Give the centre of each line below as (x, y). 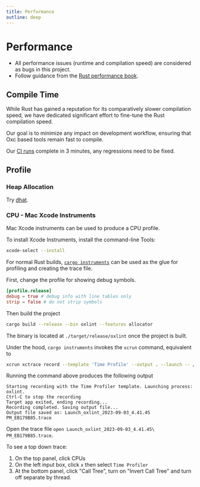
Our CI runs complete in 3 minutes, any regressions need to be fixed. (91, 151)
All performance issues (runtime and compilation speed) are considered (103, 63)
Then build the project (33, 313)
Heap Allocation (30, 187)
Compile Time (33, 94)
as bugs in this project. (43, 70)
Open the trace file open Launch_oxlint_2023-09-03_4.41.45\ (80, 429)
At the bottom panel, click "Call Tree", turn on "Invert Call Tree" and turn (103, 471)
